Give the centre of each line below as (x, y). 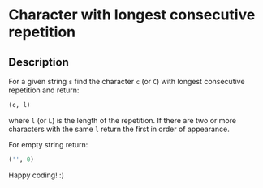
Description (39, 62)
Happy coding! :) (37, 175)
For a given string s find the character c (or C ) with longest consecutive (127, 81)
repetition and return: (44, 90)
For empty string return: (48, 144)
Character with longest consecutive (132, 15)
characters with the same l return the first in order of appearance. (119, 129)
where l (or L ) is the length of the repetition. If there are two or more (123, 120)
